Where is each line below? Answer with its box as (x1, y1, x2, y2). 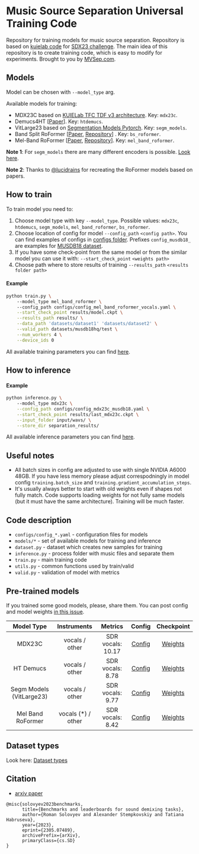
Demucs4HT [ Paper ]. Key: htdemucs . (14, 118, 104, 125)
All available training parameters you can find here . (6, 348, 130, 355)
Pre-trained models (6, 586, 79, 596)
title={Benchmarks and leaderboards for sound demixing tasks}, (21, 806, 184, 812)
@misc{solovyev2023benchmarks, (6, 801, 84, 807)
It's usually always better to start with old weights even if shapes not (14, 486, 182, 493)
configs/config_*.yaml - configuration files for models (14, 531, 148, 538)
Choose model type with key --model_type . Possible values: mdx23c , (14, 217, 179, 224)
